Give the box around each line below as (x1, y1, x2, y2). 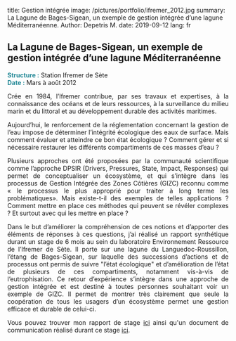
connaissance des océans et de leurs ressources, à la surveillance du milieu (7, 99, 229, 108)
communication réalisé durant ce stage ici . (7, 326, 131, 334)
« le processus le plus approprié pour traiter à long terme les (7, 186, 229, 195)
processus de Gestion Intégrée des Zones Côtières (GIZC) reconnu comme (7, 179, 229, 187)
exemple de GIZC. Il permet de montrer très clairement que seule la (7, 290, 229, 298)
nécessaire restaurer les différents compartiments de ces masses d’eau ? (7, 143, 219, 151)
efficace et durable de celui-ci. (7, 304, 96, 313)
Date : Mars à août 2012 (7, 78, 77, 86)
